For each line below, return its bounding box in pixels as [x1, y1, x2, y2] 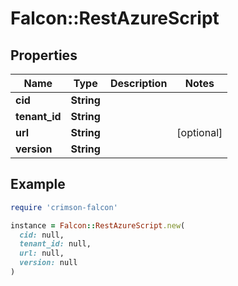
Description [109, 77, 168, 90]
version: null [19, 258, 78, 268]
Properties [10, 47, 78, 64]
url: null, [19, 248, 65, 259]
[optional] [176, 126, 223, 139]
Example [10, 176, 66, 193]
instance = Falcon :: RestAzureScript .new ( [10, 220, 186, 231]
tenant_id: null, [19, 239, 92, 249]
